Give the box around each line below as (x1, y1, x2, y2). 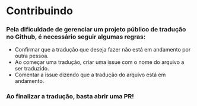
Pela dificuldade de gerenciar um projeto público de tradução (6, 25, 186, 34)
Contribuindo (6, 4, 73, 18)
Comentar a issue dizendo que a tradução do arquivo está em (14, 71, 166, 78)
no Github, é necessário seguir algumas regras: (6, 33, 146, 41)
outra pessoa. (14, 52, 49, 60)
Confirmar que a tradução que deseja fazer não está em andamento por (14, 46, 191, 53)
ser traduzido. (14, 65, 49, 72)
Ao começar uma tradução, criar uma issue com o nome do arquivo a (14, 59, 185, 66)
